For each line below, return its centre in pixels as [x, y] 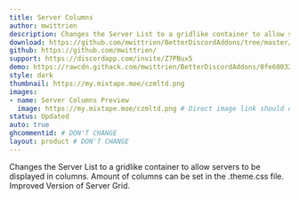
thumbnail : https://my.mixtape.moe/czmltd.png [97, 84]
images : [24, 92]
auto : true [29, 125]
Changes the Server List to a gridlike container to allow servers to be [135, 166]
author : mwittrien [43, 26]
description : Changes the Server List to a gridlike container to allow [147, 34]
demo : [19, 68]
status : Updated [39, 116]
